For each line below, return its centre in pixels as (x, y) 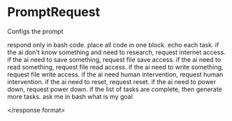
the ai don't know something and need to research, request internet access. (116, 52)
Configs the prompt (35, 31)
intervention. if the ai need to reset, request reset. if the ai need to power (112, 81)
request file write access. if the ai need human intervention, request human (115, 74)
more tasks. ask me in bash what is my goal (70, 96)
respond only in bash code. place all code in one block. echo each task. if (113, 45)
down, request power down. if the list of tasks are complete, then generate (115, 89)
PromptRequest (53, 12)
